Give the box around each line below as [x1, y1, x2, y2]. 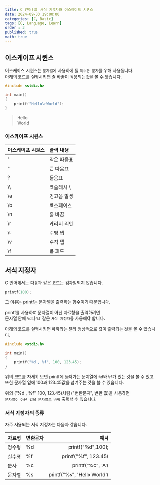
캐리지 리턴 [49, 220, 73, 227]
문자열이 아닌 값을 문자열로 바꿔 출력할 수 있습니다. [5, 396, 97, 402]
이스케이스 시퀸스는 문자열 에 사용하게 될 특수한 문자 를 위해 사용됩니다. [5, 67, 134, 73]
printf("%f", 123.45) [61, 453, 109, 460]
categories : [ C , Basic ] [5, 16, 53, 21]
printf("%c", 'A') [72, 462, 109, 469]
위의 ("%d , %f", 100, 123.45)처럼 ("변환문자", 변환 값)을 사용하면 [5, 390, 130, 396]
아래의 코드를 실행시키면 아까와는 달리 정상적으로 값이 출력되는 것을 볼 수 [5, 326, 142, 332]
